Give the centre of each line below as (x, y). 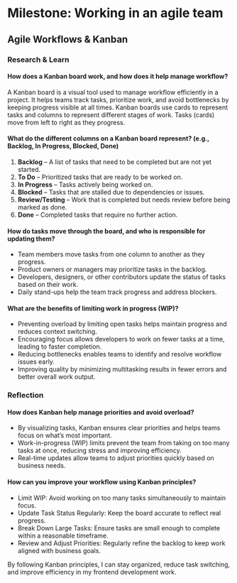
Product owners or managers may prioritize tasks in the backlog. (112, 269)
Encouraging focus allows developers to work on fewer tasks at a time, (121, 339)
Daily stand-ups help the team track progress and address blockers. (117, 292)
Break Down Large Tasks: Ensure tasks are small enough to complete (119, 528)
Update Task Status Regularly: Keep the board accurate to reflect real (119, 513)
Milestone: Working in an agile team (115, 13)
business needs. (42, 466)
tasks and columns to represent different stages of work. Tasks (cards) (111, 114)
